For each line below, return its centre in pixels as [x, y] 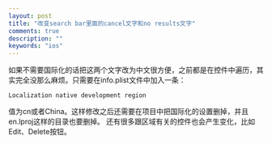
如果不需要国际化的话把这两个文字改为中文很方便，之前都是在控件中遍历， [132, 70]
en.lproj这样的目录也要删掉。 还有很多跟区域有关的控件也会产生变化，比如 [132, 121]
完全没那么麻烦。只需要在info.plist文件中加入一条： [100, 80]
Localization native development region [78, 95]
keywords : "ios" [36, 46]
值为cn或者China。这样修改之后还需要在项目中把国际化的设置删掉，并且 [129, 112]
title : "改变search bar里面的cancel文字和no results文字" [102, 23]
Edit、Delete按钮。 [40, 132]
